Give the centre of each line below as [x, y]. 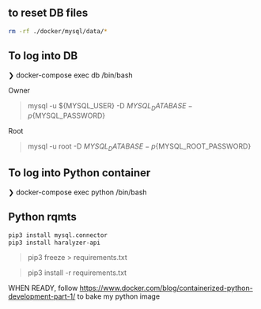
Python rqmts [43, 217]
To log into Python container [79, 173]
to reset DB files [48, 13]
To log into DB [43, 56]
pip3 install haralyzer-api [55, 243]
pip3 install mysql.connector [58, 235]
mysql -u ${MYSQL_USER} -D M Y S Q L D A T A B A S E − [110, 106]
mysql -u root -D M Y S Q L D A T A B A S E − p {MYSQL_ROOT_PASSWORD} [139, 147]
